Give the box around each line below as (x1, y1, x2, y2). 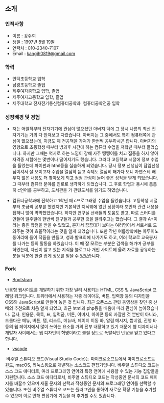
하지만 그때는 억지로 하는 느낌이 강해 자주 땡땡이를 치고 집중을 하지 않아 (23, 150, 159, 156)
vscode (12, 346, 28, 351)
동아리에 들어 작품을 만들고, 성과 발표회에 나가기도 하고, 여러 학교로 (12, 235, 141, 241)
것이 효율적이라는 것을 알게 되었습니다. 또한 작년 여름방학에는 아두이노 (25, 228, 159, 234)
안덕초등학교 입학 (12, 76, 46, 81)
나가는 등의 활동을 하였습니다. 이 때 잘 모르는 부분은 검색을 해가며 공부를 (17, 241, 155, 246)
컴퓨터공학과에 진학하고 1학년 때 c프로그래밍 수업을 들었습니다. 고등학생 (12, 198, 149, 204)
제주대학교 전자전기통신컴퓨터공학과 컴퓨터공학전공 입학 (12, 100, 120, 106)
